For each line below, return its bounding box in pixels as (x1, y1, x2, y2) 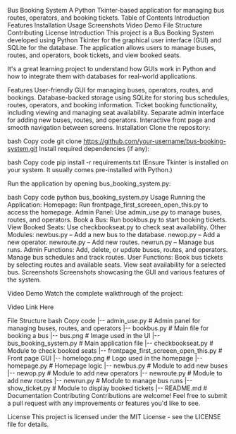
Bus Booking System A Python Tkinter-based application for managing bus (7, 6, 225, 14)
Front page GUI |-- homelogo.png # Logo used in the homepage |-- (7, 354, 203, 362)
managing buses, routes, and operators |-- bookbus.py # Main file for (7, 324, 209, 332)
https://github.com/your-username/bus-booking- (83, 137, 227, 145)
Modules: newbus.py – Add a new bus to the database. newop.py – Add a (7, 231, 221, 239)
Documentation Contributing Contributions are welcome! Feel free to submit (7, 392, 228, 399)
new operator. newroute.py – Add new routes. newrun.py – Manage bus (7, 238, 215, 246)
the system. (7, 275, 42, 284)
